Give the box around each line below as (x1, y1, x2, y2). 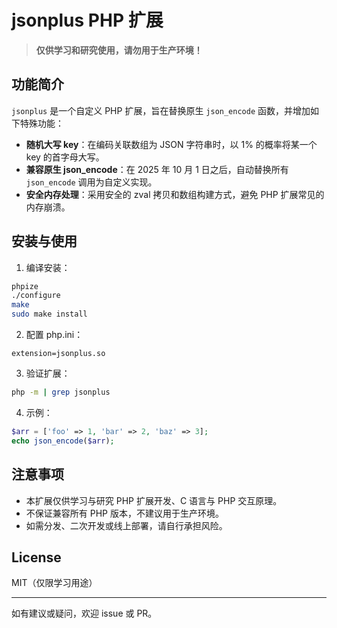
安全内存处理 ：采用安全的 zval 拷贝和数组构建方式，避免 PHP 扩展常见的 (25, 188, 325, 200)
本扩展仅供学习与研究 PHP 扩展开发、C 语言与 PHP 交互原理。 (25, 494, 283, 506)
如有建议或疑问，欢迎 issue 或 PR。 (11, 607, 158, 620)
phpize (11, 281, 39, 291)
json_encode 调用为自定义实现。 (25, 176, 158, 188)
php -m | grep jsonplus (11, 387, 111, 398)
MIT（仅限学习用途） (11, 577, 98, 589)
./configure (11, 291, 61, 301)
